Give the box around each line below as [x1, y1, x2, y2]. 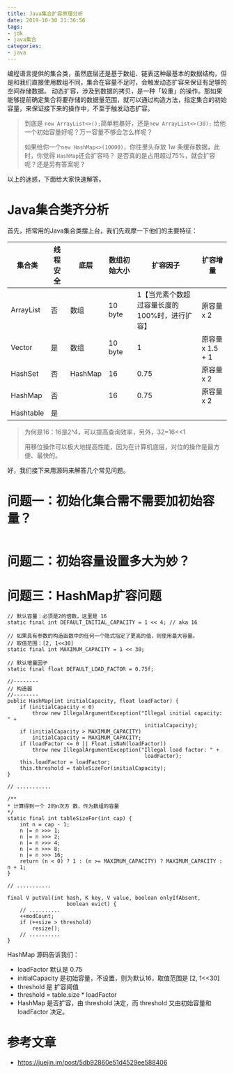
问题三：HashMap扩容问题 [7, 588, 162, 604]
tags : [7, 23, 23, 30]
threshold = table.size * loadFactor [17, 990, 117, 999]
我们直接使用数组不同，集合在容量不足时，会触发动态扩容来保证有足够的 [19, 78, 227, 86]
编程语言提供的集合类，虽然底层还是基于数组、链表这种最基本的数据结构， [7, 69, 221, 78]
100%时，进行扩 [136, 310, 193, 320]
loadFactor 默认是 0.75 [17, 965, 83, 973]
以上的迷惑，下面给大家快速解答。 [7, 175, 105, 183]
